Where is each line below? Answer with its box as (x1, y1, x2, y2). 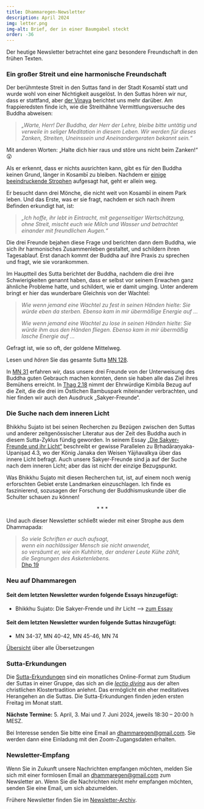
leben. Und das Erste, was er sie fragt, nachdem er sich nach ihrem (6, 196, 175, 203)
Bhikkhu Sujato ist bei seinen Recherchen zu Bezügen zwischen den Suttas (6, 423, 195, 430)
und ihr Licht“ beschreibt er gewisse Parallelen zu (28, 443, 153, 450)
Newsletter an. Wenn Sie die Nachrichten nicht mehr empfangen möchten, (6, 778, 193, 785)
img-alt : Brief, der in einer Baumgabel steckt (6, 26, 130, 32)
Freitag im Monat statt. (6, 699, 63, 707)
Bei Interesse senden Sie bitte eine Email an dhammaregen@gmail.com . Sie (6, 729, 196, 736)
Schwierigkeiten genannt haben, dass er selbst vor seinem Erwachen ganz (6, 277, 194, 284)
